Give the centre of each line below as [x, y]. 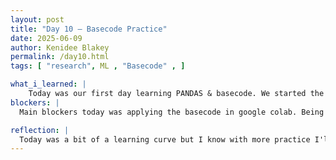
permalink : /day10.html [60, 57]
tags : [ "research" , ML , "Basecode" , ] [98, 66]
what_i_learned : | [48, 84]
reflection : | [40, 130]
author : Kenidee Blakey [60, 47]
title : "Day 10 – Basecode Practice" [89, 29]
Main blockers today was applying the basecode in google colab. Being [172, 112]
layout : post [37, 19]
